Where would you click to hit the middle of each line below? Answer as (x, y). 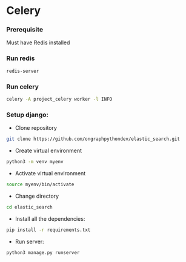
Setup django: (28, 115)
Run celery (23, 87)
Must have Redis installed (38, 42)
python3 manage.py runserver (43, 252)
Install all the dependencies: (50, 218)
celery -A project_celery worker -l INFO (59, 99)
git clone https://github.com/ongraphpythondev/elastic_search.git (93, 139)
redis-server (23, 71)
